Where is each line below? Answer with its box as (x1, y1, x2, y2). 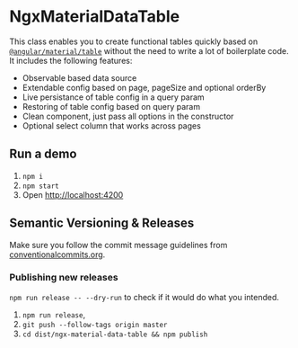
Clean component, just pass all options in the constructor (22, 111, 234, 121)
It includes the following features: (9, 55, 133, 66)
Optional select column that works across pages (22, 120, 202, 131)
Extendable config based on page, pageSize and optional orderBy (22, 82, 267, 93)
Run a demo (9, 147, 77, 162)
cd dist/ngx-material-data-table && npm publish (22, 330, 208, 339)
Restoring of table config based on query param (22, 101, 200, 112)
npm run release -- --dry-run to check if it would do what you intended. (9, 291, 280, 302)
